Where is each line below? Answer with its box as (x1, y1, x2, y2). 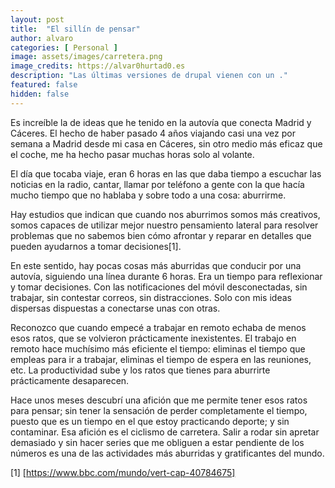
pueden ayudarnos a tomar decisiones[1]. (10, 240, 182, 252)
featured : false (10, 80, 78, 90)
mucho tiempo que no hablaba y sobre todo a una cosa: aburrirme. (10, 189, 287, 201)
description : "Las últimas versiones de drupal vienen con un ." (10, 71, 288, 81)
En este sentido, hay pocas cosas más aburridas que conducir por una (10, 259, 302, 271)
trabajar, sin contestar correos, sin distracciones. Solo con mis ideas (10, 291, 292, 303)
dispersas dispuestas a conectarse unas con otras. (10, 302, 221, 314)
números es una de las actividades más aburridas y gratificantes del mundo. (10, 447, 325, 459)
